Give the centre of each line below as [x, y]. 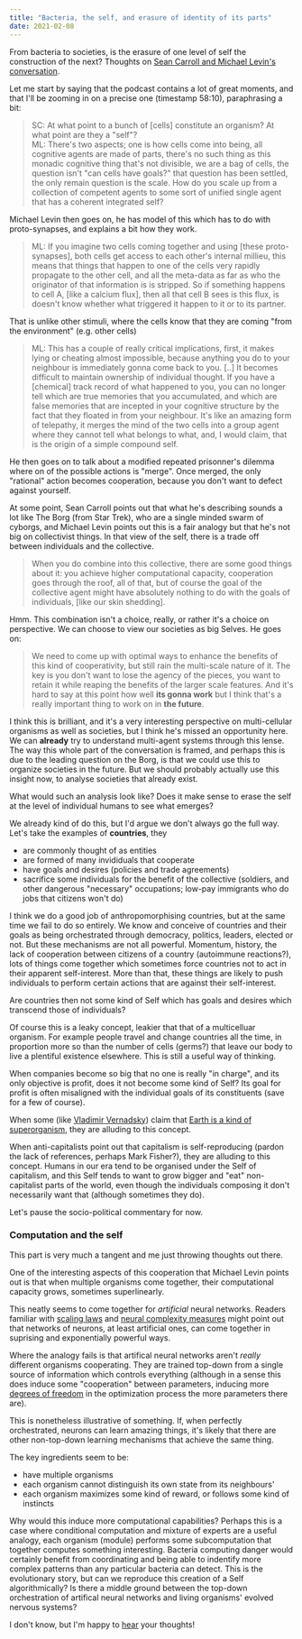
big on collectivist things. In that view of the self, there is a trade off [134, 536]
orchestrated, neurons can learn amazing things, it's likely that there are [143, 1430]
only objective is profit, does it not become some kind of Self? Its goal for [145, 1083]
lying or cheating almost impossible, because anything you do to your [160, 358]
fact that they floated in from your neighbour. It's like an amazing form [161, 415]
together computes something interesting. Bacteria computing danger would [151, 1549]
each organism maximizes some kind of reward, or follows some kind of [156, 1494]
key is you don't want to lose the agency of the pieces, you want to [156, 675]
